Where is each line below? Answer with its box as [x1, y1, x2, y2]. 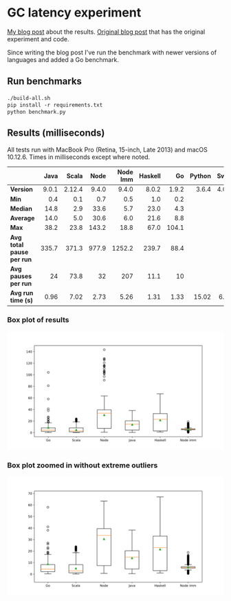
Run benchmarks [7, 76, 82, 87]
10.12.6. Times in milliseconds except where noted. [7, 153, 151, 161]
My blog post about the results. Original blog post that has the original [7, 28, 206, 36]
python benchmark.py [7, 108, 67, 115]
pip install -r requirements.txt [7, 101, 103, 108]
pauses [10, 272, 32, 280]
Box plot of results [7, 315, 70, 325]
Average [10, 214, 35, 222]
